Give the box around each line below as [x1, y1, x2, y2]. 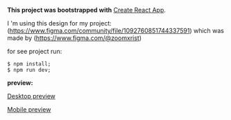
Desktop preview [7, 92, 55, 100]
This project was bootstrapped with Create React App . [7, 6, 166, 14]
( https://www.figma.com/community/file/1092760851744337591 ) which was [7, 27, 224, 34]
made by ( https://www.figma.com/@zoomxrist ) [7, 34, 142, 42]
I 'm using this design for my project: [7, 19, 112, 27]
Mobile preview [7, 106, 51, 113]
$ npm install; [7, 61, 51, 68]
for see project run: [7, 48, 62, 55]
